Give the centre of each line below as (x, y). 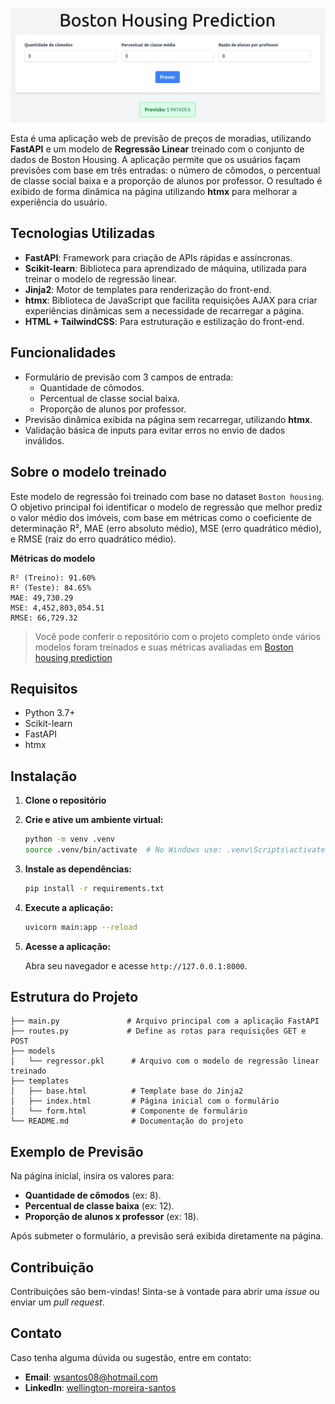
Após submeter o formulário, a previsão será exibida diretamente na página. (167, 1236)
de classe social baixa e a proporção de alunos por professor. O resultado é (166, 181)
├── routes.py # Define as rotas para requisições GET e (158, 1031)
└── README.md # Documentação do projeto (127, 1121)
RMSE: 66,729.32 (44, 618)
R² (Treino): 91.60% (53, 578)
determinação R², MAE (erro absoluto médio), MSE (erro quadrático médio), (166, 528)
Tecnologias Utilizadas (83, 233)
